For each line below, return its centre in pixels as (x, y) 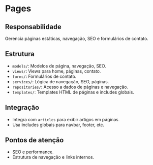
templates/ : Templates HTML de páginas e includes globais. (73, 92)
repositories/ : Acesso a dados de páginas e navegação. (70, 87)
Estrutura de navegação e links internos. (53, 157)
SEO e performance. (33, 152)
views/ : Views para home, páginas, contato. (57, 71)
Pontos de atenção (34, 140)
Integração (22, 108)
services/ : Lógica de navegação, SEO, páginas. (61, 81)
